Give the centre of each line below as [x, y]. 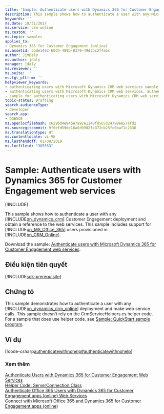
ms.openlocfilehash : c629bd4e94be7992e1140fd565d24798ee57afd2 [71, 123]
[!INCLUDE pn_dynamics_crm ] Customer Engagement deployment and [75, 219]
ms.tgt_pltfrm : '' [24, 78]
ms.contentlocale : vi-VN [30, 137]
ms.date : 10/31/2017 [26, 23]
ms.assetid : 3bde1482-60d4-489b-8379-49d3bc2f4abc [58, 50]
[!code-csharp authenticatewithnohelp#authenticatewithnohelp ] [69, 351]
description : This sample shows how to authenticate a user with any [77, 14]
